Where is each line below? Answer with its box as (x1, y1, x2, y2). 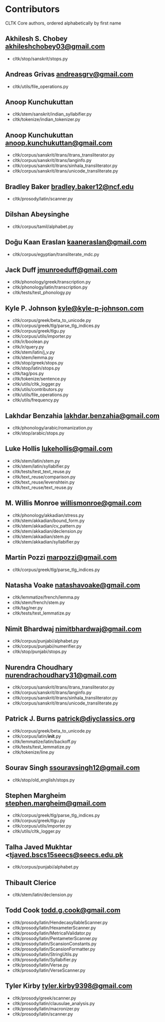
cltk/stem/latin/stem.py (12, 457, 60, 463)
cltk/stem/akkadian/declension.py (12, 528, 82, 534)
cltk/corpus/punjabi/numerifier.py (12, 643, 82, 649)
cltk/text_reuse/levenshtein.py (12, 479, 75, 485)
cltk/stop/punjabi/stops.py (12, 648, 67, 654)
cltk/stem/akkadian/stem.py (12, 533, 70, 539)
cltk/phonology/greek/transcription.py (12, 279, 91, 285)
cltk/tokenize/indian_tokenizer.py (12, 116, 80, 122)
